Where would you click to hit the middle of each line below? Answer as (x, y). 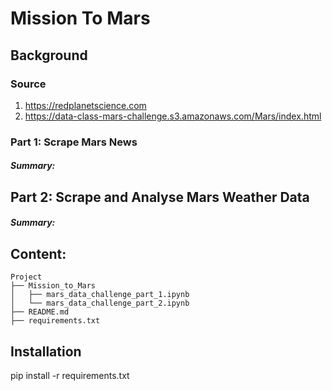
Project (26, 277)
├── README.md (40, 312)
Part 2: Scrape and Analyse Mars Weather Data (160, 197)
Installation (46, 351)
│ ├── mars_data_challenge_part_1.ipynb (100, 295)
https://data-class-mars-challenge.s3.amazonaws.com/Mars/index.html (173, 116)
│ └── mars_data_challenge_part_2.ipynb (100, 303)
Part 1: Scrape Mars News (74, 142)
